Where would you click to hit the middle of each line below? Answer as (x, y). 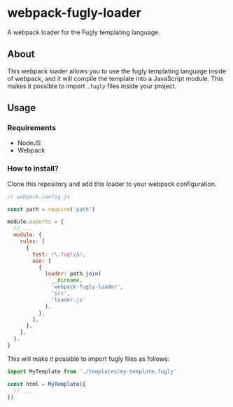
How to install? (33, 169)
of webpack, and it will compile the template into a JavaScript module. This (115, 78)
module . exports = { (36, 222)
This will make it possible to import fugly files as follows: (89, 359)
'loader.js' (69, 300)
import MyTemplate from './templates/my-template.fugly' (92, 371)
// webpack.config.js (39, 197)
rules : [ (33, 242)
